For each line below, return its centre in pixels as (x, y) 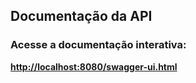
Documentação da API (81, 16)
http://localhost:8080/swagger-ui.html (94, 66)
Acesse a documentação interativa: (98, 45)
